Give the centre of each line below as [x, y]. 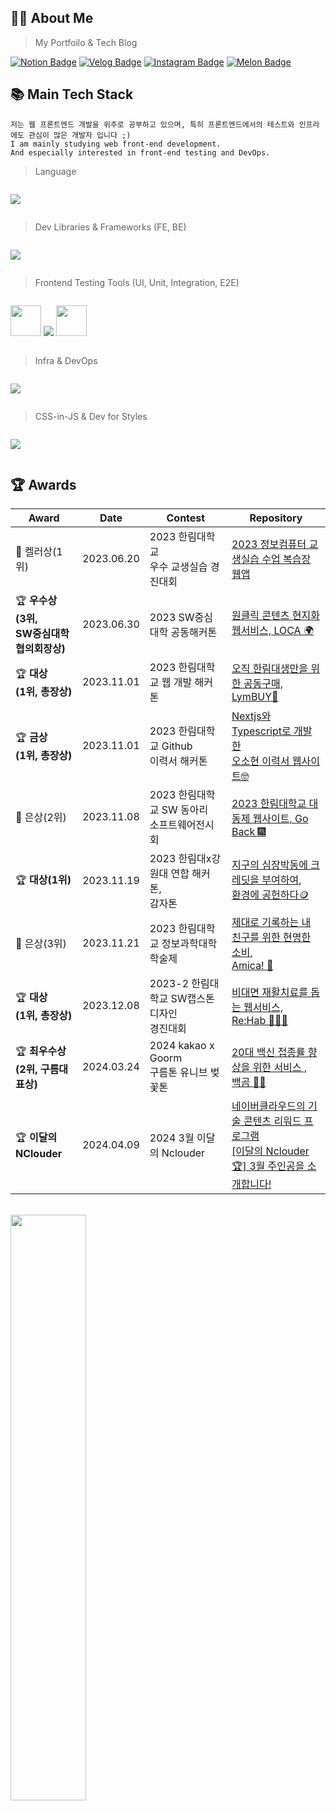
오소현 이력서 [260, 761]
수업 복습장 [286, 559]
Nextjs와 [251, 716]
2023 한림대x [180, 859]
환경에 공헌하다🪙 [270, 894]
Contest [186, 518]
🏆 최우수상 [41, 1051]
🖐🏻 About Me [52, 18]
